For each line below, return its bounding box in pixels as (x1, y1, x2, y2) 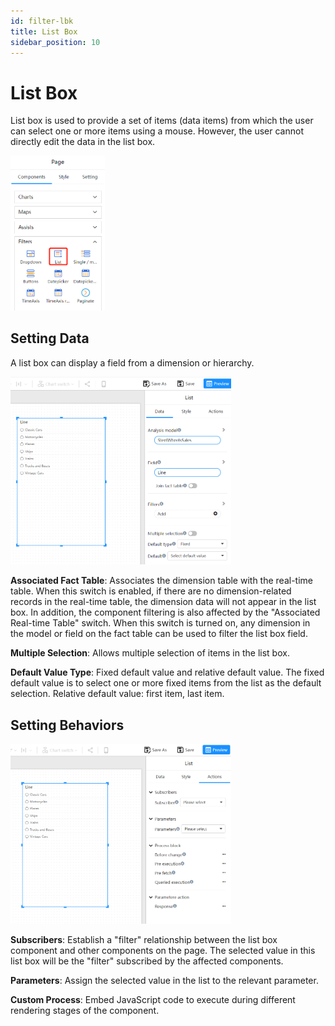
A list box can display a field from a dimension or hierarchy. (10, 356, 255, 369)
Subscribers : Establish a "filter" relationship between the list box (10, 933, 278, 945)
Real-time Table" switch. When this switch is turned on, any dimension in (10, 617, 311, 629)
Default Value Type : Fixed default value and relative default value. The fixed (10, 666, 325, 679)
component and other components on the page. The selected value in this (10, 944, 316, 956)
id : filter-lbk (10, 16, 74, 26)
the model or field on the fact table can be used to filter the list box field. (10, 628, 308, 640)
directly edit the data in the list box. (10, 136, 156, 148)
